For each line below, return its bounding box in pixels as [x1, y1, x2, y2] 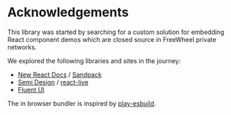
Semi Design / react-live [17, 77, 89, 86]
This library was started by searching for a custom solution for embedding [7, 28, 225, 36]
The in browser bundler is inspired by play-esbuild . [7, 99, 156, 107]
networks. [7, 43, 37, 51]
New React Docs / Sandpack [17, 70, 102, 79]
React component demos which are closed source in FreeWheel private [7, 35, 217, 43]
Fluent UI [17, 85, 45, 94]
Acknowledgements [7, 4, 129, 21]
